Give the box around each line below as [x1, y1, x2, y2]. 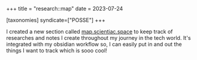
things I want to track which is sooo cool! [6, 47, 108, 54]
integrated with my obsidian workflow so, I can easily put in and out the [6, 41, 182, 48]
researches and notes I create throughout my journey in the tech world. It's [6, 34, 191, 41]
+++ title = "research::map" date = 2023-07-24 [6, 5, 123, 12]
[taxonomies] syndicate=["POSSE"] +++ [6, 17, 106, 23]
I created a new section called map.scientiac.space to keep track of [6, 28, 173, 35]
